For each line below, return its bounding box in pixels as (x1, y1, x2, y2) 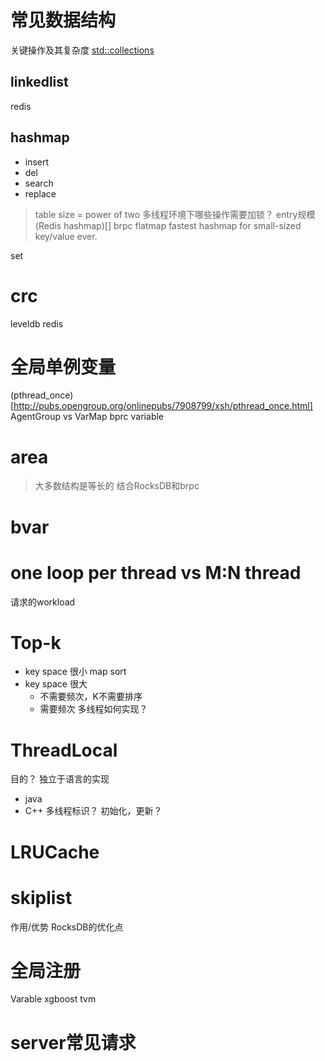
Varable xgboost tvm (10, 993, 97, 1005)
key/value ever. (34, 230, 98, 242)
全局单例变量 (10, 356, 117, 378)
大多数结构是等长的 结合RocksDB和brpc (34, 480, 200, 492)
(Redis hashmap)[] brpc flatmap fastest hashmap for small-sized (34, 219, 302, 231)
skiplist (10, 886, 73, 909)
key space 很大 (24, 678, 88, 690)
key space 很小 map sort (24, 666, 127, 678)
